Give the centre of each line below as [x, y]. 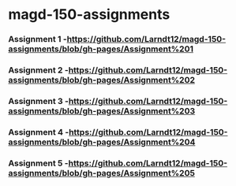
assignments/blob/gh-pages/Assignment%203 [102, 110]
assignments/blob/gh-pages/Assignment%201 [101, 49]
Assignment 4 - [39, 132]
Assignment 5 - [38, 163]
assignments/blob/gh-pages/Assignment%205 [102, 173]
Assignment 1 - [37, 39]
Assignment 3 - [39, 101]
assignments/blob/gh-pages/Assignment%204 [102, 142]
